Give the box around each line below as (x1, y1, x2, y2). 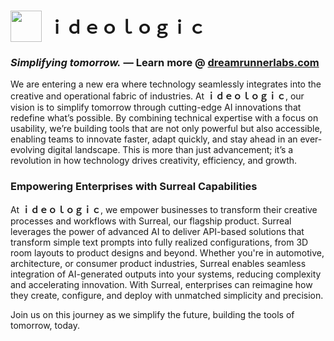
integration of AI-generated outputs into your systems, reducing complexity (10, 268, 322, 280)
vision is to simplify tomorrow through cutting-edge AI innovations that (10, 101, 302, 114)
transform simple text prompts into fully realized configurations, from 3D (10, 236, 309, 248)
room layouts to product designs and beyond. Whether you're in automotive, (10, 246, 325, 259)
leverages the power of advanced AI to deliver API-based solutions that (10, 225, 305, 237)
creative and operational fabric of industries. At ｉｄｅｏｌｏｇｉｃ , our (10, 90, 305, 102)
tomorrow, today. (10, 319, 80, 331)
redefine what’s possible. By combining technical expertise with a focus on (10, 112, 319, 124)
